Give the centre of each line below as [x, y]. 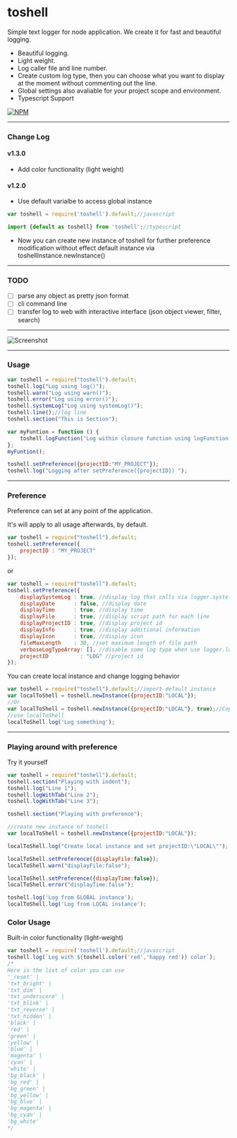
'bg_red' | [23, 1082]
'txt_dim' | [25, 990]
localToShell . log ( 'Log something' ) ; [61, 722]
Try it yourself [28, 762]
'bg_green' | [26, 1089]
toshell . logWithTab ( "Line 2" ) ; [53, 795]
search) [29, 319]
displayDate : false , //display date [83, 604]
